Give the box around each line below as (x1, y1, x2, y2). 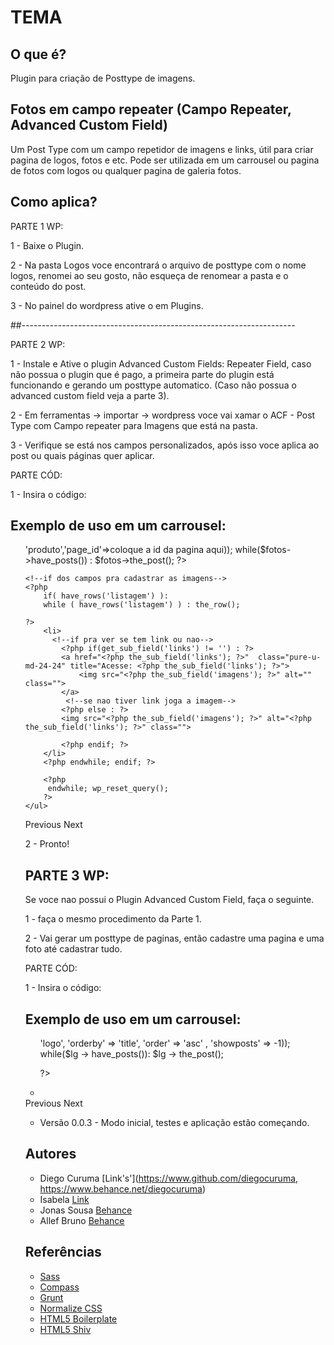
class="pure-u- (258, 652, 322, 663)
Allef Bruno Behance (39, 1214, 125, 1226)
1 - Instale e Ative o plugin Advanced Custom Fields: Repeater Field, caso (10, 357, 312, 370)
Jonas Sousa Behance (39, 1204, 133, 1216)
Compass (39, 1281, 80, 1293)
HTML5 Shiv (39, 1323, 92, 1335)
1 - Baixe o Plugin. (10, 239, 85, 251)
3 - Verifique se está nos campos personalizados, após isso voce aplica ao (10, 439, 320, 451)
